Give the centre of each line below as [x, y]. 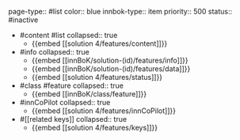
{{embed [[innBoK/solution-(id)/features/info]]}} [110, 60]
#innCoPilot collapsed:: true [65, 102]
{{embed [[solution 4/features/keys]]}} [95, 127]
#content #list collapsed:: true [69, 35]
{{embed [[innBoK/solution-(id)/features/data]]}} [111, 69]
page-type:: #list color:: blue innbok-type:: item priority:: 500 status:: [120, 11]
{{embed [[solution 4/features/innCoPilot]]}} [104, 111]
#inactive [23, 20]
